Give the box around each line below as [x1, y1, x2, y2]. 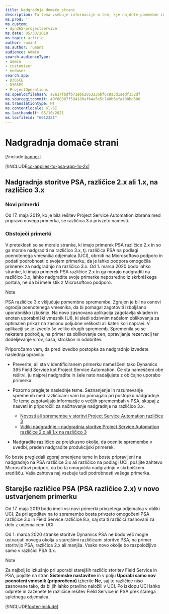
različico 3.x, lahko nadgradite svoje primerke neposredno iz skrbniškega [5, 274, 157, 280]
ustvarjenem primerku [5, 493, 77, 501]
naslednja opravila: [5, 351, 44, 357]
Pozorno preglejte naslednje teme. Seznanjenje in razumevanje [12, 387, 143, 393]
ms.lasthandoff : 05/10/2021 [5, 110, 64, 116]
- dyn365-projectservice [5, 26, 57, 31]
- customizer [5, 64, 33, 69]
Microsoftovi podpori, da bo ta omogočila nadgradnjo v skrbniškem [5, 464, 145, 470]
